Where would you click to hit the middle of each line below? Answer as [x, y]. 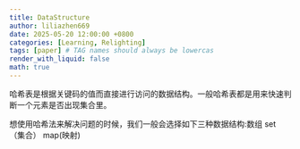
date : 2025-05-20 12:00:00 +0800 [72, 34]
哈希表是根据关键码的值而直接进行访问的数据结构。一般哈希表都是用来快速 [146, 94]
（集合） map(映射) [45, 135]
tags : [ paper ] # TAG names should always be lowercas [112, 51]
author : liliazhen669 [50, 26]
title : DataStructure [50, 17]
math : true [30, 68]
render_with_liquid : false [60, 59]
